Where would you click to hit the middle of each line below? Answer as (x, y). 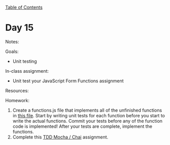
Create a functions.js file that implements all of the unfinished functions (87, 110)
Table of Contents (24, 7)
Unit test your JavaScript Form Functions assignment (68, 81)
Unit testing (25, 61)
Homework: (17, 100)
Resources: (17, 90)
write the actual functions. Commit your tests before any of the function (88, 121)
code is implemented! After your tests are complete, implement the (82, 126)
